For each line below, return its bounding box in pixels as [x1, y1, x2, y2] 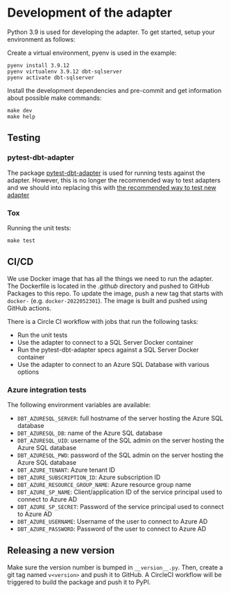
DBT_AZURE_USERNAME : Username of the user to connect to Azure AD [17, 517, 208, 526]
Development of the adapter [7, 5, 173, 21]
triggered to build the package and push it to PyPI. [7, 578, 151, 586]
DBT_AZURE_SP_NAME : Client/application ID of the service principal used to [17, 488, 223, 497]
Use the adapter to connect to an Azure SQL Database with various [17, 360, 209, 368]
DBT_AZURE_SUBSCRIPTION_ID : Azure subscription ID [17, 473, 161, 481]
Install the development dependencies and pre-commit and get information [7, 86, 222, 94]
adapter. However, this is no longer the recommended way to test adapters [7, 175, 221, 184]
